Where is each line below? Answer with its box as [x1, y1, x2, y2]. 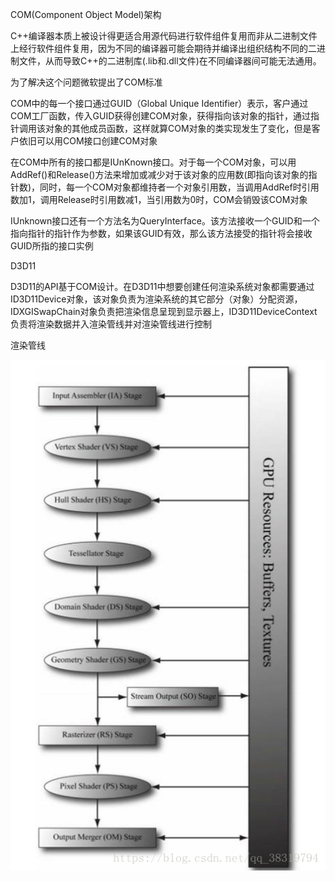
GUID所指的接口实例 [10, 240, 94, 252]
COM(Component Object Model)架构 [10, 9, 162, 20]
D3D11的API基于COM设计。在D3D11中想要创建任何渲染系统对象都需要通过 [10, 281, 315, 292]
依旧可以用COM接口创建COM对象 [18, 135, 158, 147]
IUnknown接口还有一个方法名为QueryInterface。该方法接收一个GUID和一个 [10, 215, 320, 227]
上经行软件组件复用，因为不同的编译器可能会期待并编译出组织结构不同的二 [10, 43, 317, 54]
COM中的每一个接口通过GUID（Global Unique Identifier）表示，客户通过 [10, 98, 309, 109]
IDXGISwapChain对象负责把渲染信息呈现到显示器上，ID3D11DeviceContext [10, 306, 318, 317]
